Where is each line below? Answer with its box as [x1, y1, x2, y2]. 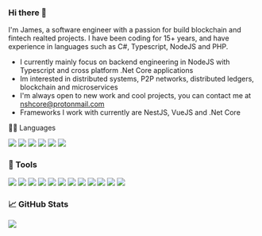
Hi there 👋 [8, 7, 48, 18]
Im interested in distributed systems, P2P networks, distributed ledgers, [19, 74, 254, 84]
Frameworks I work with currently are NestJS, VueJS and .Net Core [19, 108, 241, 117]
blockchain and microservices [19, 82, 118, 92]
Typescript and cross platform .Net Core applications [19, 66, 194, 75]
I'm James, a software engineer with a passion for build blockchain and [8, 25, 242, 35]
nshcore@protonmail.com [19, 99, 105, 109]
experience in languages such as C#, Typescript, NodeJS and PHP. [8, 42, 229, 51]
